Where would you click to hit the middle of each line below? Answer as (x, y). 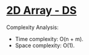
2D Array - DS (41, 11)
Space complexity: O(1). (45, 45)
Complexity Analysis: (32, 27)
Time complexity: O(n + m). (49, 39)
